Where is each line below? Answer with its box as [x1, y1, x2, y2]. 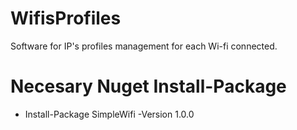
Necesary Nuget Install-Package [10, 75, 287, 98]
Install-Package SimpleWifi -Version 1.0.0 [24, 108, 195, 120]
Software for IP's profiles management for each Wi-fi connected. [10, 40, 278, 52]
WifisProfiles [10, 7, 122, 30]
